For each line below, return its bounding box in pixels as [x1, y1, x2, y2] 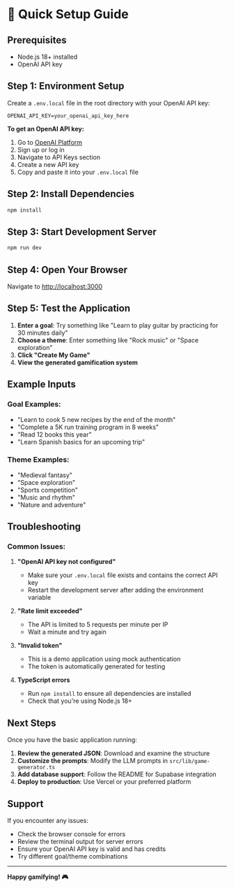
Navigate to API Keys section [17, 153, 101, 161]
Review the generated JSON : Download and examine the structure [17, 749, 210, 757]
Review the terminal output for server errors [17, 838, 143, 846]
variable [27, 593, 52, 602]
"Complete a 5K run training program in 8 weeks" [17, 423, 159, 431]
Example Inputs [7, 379, 77, 391]
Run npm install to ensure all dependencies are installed [27, 690, 192, 698]
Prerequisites [7, 34, 67, 46]
